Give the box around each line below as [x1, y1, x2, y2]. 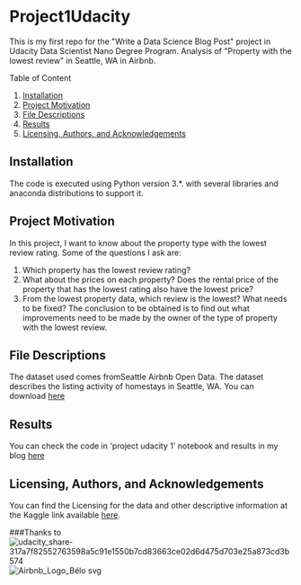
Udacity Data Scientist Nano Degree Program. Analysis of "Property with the [9, 45, 292, 56]
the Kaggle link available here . [9, 510, 121, 520]
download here [9, 391, 66, 402]
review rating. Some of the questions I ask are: [9, 247, 181, 258]
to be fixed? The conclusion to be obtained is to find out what [22, 303, 250, 314]
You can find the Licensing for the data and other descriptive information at [9, 501, 288, 510]
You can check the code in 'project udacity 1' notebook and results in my [9, 440, 279, 451]
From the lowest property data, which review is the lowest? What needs [22, 293, 288, 304]
